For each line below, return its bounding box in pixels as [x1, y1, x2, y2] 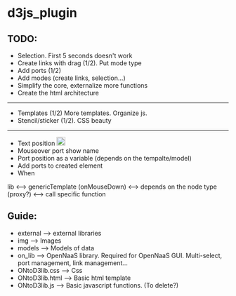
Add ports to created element [17, 161, 103, 170]
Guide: [7, 210, 37, 222]
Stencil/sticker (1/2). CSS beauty [17, 116, 112, 124]
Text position [17, 139, 55, 147]
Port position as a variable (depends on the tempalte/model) [17, 154, 192, 162]
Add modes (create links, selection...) [17, 74, 126, 82]
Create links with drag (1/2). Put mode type [17, 59, 142, 67]
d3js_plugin [7, 5, 77, 21]
